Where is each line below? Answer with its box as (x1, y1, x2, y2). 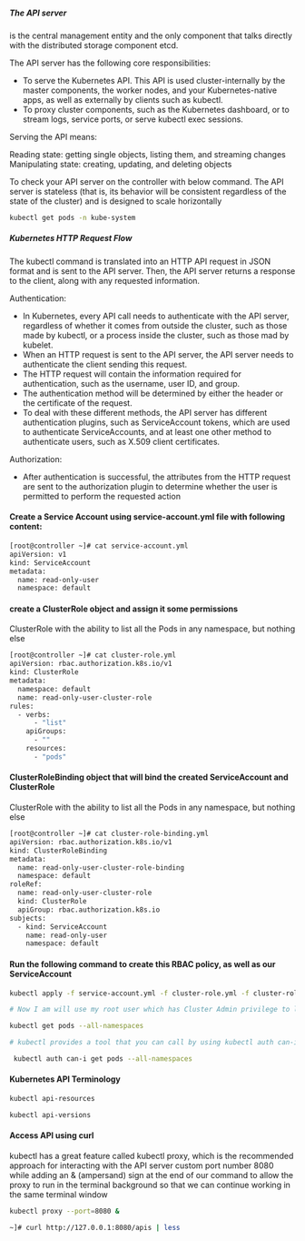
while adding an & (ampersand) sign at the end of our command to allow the (9, 1170, 293, 1181)
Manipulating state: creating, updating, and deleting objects (9, 158, 232, 169)
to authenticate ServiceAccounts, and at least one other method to (22, 426, 272, 437)
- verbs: (17, 710, 51, 719)
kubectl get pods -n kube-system (9, 213, 136, 222)
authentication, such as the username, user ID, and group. (22, 378, 241, 388)
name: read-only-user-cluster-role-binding (17, 863, 184, 873)
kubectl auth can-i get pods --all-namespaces (13, 1054, 193, 1064)
